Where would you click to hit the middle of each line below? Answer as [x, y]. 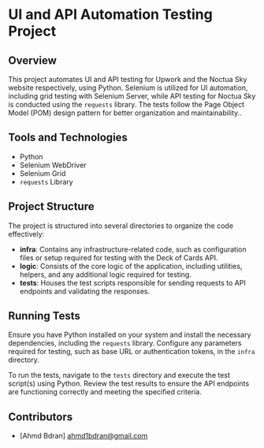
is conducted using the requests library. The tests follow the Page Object [126, 105]
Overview [33, 60]
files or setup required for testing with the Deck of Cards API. [119, 257]
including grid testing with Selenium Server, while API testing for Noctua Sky [132, 96]
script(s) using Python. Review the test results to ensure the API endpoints [129, 383]
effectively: [26, 233]
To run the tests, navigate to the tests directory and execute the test [119, 375]
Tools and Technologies [68, 138]
